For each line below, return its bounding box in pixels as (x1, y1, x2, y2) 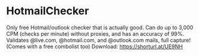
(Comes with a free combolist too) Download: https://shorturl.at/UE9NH (6, 43, 183, 50)
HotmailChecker (6, 4, 89, 18)
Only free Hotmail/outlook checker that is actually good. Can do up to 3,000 (6, 24, 194, 31)
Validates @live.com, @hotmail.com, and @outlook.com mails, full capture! (6, 36, 191, 43)
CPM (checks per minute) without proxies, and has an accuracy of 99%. (6, 30, 185, 37)
